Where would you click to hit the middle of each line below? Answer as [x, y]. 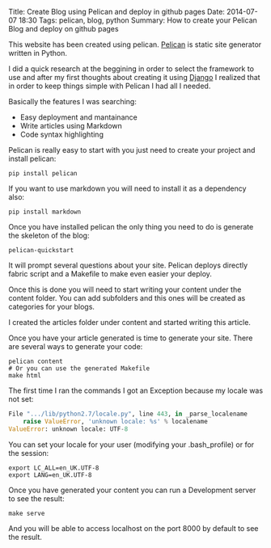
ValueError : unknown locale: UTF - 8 [68, 429]
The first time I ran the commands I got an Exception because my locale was [136, 390]
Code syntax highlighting [61, 134]
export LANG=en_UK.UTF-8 [50, 475]
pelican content [36, 361]
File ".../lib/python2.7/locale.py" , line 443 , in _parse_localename [128, 414]
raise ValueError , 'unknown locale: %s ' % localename [115, 421]
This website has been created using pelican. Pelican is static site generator [135, 44]
